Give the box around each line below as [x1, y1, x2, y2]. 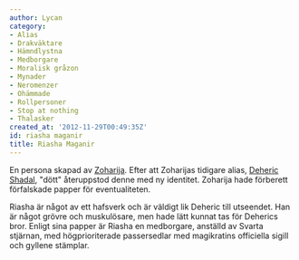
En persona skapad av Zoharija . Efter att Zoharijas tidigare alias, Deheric [9, 164, 279, 175]
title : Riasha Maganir [9, 140, 95, 149]
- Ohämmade [9, 89, 51, 98]
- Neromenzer [9, 81, 59, 90]
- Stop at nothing [9, 106, 79, 115]
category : [9, 22, 47, 31]
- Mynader [9, 72, 47, 82]
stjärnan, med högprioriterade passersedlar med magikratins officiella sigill [9, 230, 289, 241]
